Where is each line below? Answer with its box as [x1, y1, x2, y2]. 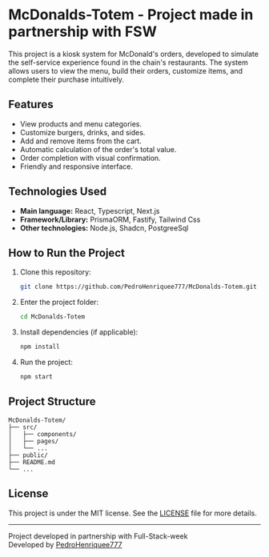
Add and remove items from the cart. [19, 136, 142, 146]
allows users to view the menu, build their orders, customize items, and [8, 66, 243, 75]
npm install [19, 343, 60, 351]
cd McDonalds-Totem [19, 313, 86, 321]
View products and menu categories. [19, 118, 143, 129]
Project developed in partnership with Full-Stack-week [8, 531, 188, 541]
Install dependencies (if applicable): [19, 327, 139, 337]
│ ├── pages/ [8, 437, 59, 445]
